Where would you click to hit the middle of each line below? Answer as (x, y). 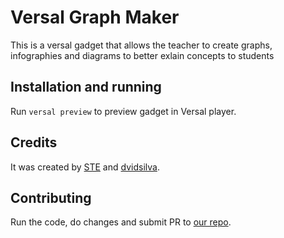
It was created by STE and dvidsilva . (85, 167)
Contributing (51, 197)
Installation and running (86, 87)
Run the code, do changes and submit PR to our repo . (121, 222)
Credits (34, 142)
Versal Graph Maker (95, 17)
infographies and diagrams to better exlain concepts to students (142, 55)
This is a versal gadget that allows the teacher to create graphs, (141, 45)
